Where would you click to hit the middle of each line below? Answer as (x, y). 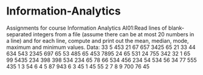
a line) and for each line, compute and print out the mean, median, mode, (98, 41)
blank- (176, 28)
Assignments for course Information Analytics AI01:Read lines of (87, 28)
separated (19, 34)
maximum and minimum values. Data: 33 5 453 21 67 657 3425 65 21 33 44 (101, 47)
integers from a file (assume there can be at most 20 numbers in (114, 34)
